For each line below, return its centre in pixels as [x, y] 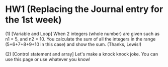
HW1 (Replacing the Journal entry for [84, 9]
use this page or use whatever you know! [48, 59]
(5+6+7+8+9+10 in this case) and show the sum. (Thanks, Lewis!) [73, 44]
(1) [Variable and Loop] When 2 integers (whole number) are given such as [82, 33]
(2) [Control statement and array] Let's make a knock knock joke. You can [82, 54]
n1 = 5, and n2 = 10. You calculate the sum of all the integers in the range [80, 39]
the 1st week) [33, 20]
